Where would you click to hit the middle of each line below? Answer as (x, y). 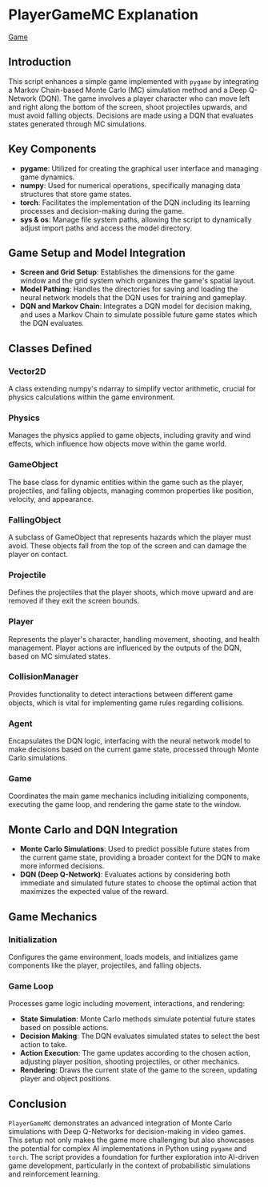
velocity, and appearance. (51, 499)
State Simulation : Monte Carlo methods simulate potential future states (138, 1019)
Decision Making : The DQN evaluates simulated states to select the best (140, 1036)
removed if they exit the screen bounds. (74, 601)
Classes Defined (50, 349)
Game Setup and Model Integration (97, 253)
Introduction (40, 62)
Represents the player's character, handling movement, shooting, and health (134, 639)
